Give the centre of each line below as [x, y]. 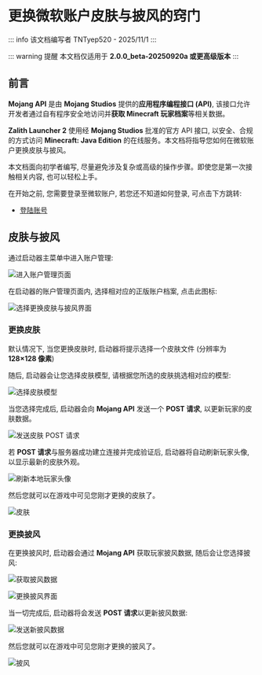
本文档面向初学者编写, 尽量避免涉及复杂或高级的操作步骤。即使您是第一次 [127, 167]
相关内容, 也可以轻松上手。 [58, 176]
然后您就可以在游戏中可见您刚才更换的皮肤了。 [84, 495]
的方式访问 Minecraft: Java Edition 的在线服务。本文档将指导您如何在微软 [127, 140]
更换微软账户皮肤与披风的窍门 [105, 16]
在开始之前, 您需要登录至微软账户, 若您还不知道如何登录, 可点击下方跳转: [125, 193]
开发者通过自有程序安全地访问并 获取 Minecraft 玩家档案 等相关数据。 [119, 113]
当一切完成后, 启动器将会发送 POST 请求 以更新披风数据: [98, 613]
